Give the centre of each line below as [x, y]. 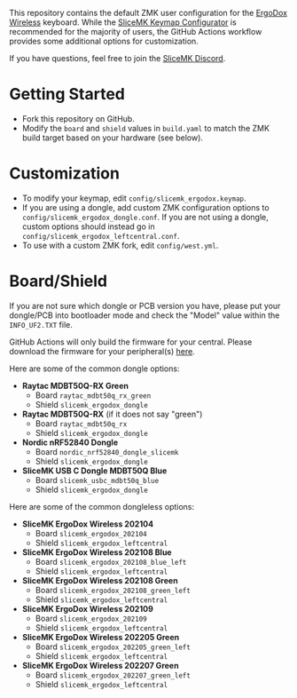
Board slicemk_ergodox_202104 [91, 533]
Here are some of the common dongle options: [94, 369]
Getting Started [67, 95]
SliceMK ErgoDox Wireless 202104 [87, 524]
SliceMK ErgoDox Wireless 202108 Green [100, 580]
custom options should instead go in [88, 226]
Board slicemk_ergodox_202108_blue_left [111, 561]
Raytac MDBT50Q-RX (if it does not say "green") [112, 414]
